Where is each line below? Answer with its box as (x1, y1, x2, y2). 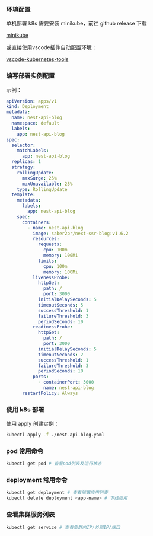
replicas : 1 (11, 159, 42, 165)
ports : (32, 374, 49, 380)
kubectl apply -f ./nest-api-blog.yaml (6, 432, 105, 438)
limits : (37, 258, 58, 264)
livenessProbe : (32, 275, 70, 280)
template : (11, 192, 36, 198)
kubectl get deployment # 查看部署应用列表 (6, 490, 109, 496)
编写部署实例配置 (6, 72, 55, 80)
